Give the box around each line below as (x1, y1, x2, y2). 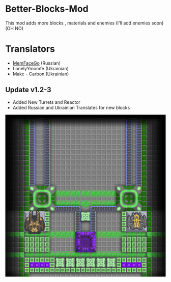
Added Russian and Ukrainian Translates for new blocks (12, 104, 130, 110)
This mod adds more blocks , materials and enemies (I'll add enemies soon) (5, 20, 164, 26)
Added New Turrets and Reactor (12, 99, 80, 105)
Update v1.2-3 (5, 86, 52, 94)
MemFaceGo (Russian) (12, 60, 61, 66)
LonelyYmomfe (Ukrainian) (12, 65, 69, 71)
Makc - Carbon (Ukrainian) (12, 71, 69, 77)
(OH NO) (5, 25, 24, 31)
